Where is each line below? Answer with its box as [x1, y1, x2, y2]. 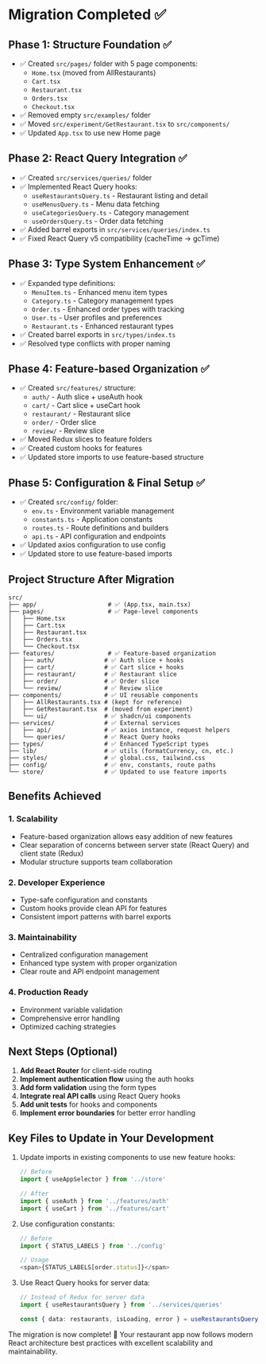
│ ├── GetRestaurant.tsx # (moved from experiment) [8, 705, 194, 714]
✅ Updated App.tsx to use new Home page [19, 128, 161, 137]
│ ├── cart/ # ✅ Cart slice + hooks [8, 664, 184, 672]
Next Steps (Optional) [8, 1045, 118, 1059]
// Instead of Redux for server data [19, 1293, 145, 1302]
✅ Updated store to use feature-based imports [19, 549, 173, 559]
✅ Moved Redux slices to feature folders [19, 434, 152, 444]
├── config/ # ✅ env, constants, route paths [8, 761, 217, 770]
